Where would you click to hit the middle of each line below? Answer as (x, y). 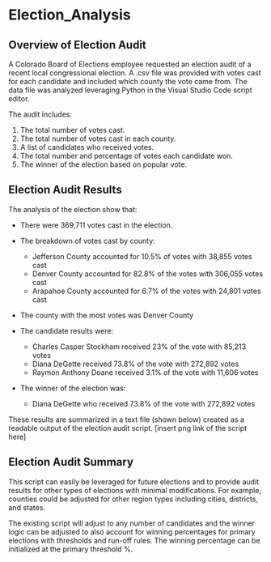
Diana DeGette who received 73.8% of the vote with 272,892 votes (144, 403)
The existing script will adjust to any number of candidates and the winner (132, 523)
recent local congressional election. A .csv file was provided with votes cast (135, 73)
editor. (19, 98)
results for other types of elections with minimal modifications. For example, (135, 490)
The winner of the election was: (73, 388)
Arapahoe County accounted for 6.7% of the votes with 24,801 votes (146, 291)
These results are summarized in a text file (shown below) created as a (127, 419)
